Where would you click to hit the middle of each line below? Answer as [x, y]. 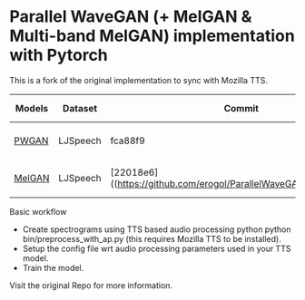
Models [31, 108]
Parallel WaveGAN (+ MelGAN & [131, 17]
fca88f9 [128, 140]
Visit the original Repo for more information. [91, 285]
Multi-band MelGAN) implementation [152, 36]
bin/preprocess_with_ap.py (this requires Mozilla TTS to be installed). [152, 238]
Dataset [80, 108]
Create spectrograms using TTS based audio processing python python [157, 229]
